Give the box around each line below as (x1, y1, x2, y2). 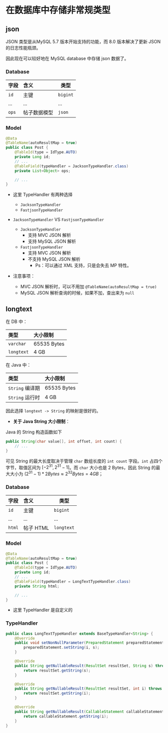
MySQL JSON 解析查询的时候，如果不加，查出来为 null (20, 290, 135, 296)
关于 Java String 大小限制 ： (12, 418, 70, 424)
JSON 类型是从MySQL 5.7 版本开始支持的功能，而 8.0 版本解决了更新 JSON (5, 38, 161, 44)
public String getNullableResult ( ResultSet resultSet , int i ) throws (14, 686, 163, 692)
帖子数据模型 (23, 109, 54, 116)
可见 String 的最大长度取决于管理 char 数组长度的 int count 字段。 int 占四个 (5, 458, 163, 464)
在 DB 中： (5, 319, 28, 325)
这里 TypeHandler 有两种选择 (12, 192, 73, 198)
